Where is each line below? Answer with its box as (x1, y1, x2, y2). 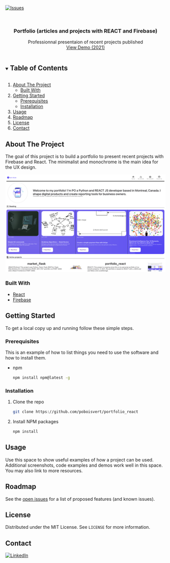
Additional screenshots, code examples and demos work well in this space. (5, 462, 163, 468)
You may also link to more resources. (5, 467, 83, 474)
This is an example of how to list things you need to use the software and (5, 349, 159, 355)
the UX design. (5, 164, 37, 170)
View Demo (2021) (66, 44, 105, 50)
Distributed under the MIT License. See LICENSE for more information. (5, 524, 150, 530)
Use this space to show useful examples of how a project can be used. (5, 456, 154, 463)
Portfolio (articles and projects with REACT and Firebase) (13, 27, 158, 34)
